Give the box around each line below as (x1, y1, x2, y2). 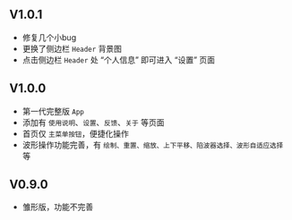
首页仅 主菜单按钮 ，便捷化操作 (21, 128, 130, 139)
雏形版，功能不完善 (21, 201, 94, 213)
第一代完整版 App (21, 106, 85, 116)
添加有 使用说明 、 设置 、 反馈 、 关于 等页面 (21, 116, 165, 128)
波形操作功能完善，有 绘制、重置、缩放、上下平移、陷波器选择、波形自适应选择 (21, 139, 284, 150)
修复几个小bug (21, 31, 77, 43)
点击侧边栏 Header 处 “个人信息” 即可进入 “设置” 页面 (21, 54, 216, 65)
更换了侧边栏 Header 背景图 (21, 43, 123, 54)
